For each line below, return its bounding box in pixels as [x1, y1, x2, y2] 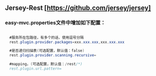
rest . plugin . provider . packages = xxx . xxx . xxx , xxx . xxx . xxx [9, 39, 125, 44]
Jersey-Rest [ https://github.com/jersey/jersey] [5, 4, 151, 12]
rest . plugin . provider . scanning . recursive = [9, 53, 96, 58]
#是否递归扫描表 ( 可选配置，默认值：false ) [9, 48, 85, 53]
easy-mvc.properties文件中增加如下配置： [5, 19, 106, 26]
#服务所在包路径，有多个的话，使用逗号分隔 [9, 35, 84, 40]
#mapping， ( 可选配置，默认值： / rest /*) [9, 62, 82, 67]
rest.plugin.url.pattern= [9, 66, 62, 71]
